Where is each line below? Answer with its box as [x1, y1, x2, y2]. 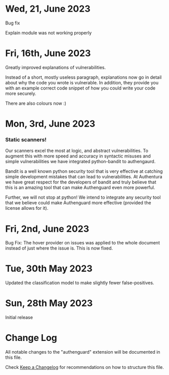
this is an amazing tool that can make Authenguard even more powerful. [5, 184, 155, 191]
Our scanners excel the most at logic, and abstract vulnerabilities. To [5, 148, 148, 154]
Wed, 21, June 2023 [5, 3, 91, 15]
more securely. [5, 90, 36, 97]
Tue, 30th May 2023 [5, 263, 93, 274]
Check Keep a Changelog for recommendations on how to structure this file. [5, 364, 164, 370]
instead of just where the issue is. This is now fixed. [5, 245, 113, 252]
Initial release [5, 315, 33, 321]
